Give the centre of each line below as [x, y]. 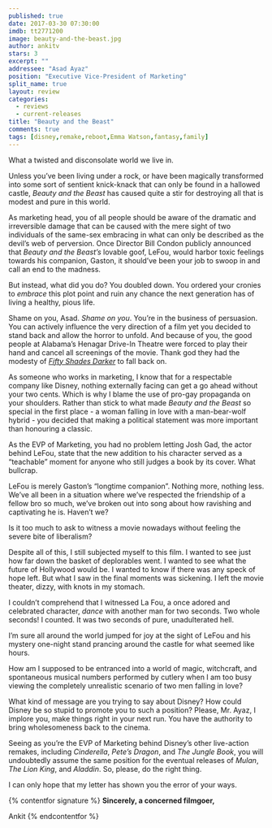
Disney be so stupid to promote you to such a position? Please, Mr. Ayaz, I [132, 710]
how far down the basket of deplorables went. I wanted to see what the [127, 561]
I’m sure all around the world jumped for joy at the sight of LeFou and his [130, 635]
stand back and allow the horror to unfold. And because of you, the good [130, 335]
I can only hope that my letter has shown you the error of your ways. [123, 784]
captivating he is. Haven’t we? [58, 512]
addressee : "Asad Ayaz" [49, 69]
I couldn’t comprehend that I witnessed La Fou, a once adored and [119, 602]
